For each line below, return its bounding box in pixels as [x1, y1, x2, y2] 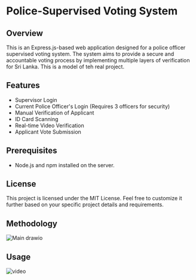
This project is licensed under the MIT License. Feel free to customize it [6, 195, 182, 202]
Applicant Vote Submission [14, 128, 82, 136]
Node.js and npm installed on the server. [14, 161, 115, 168]
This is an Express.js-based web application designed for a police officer [6, 44, 186, 51]
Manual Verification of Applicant [14, 109, 94, 116]
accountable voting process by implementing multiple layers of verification [6, 57, 190, 64]
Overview [6, 28, 44, 38]
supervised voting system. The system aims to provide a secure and [6, 50, 174, 58]
